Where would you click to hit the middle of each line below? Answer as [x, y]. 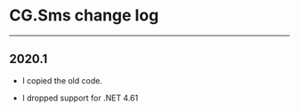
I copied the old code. [62, 80]
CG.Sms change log [84, 16]
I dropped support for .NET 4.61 [80, 98]
